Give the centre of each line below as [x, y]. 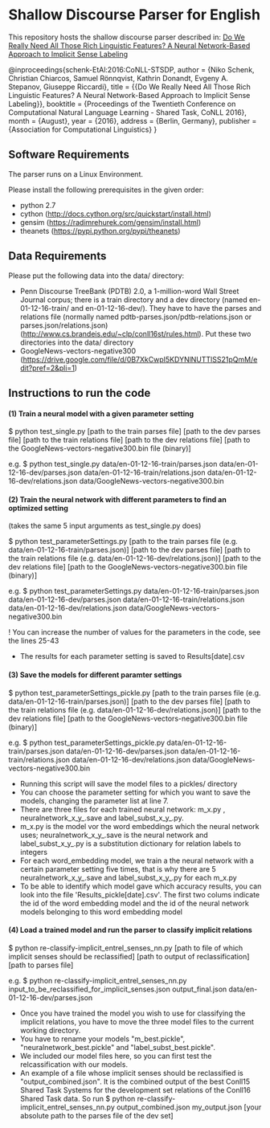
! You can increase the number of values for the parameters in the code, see [135, 632]
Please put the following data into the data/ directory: [96, 276]
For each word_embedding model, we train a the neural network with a [137, 860]
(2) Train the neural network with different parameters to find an [117, 499]
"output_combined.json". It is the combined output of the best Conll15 [135, 1081]
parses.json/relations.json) [64, 325]
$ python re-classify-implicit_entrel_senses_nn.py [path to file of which [126, 948]
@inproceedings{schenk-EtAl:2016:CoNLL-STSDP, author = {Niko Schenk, [131, 69]
